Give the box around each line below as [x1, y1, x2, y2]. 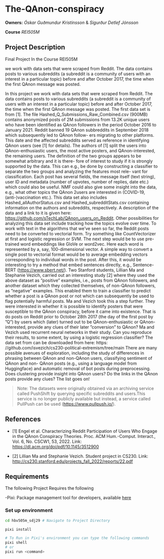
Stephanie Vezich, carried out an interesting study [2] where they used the [5, 272, 155, 278]
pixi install [5, 527, 32, 532]
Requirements [5, 472, 49, 480]
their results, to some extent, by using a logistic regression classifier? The [5, 334, 153, 340]
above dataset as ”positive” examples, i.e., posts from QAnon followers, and [5, 277, 158, 283]
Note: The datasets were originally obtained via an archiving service [17, 385, 154, 391]
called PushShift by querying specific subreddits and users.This [17, 391, 145, 396]
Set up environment [5, 507, 53, 514]
